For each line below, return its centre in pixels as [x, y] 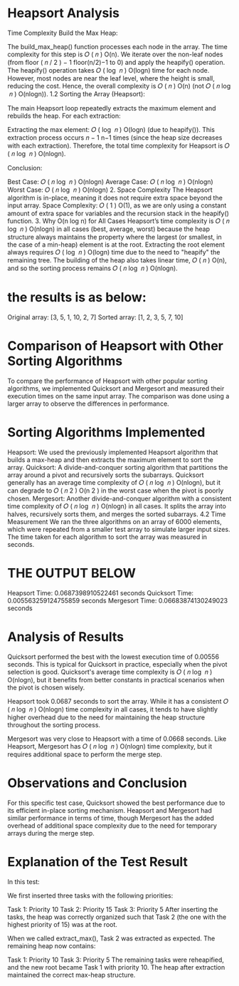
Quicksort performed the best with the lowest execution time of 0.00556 [113, 657]
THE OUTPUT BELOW [72, 573]
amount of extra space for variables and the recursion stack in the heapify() [118, 213]
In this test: [24, 881]
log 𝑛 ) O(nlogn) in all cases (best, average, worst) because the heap [108, 229]
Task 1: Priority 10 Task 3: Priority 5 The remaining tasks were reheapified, [116, 960]
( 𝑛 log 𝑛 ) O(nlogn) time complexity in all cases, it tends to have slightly [113, 709]
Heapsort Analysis [63, 13]
